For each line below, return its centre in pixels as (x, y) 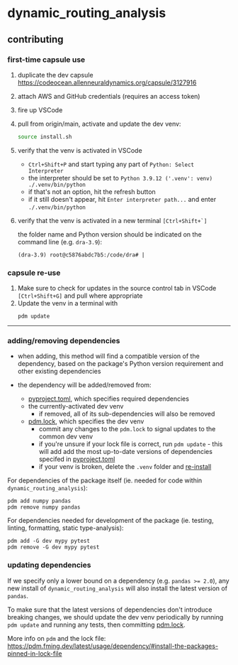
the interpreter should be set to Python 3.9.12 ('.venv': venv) (120, 178)
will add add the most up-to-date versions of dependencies (125, 452)
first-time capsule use (46, 60)
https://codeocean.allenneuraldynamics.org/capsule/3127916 (107, 82)
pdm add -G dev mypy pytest (49, 541)
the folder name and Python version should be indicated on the (109, 234)
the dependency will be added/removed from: (84, 385)
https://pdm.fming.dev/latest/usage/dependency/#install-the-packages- (113, 646)
